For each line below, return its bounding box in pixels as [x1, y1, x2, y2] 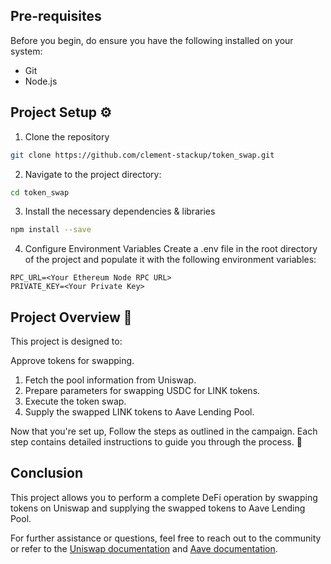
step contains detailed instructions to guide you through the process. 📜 [10, 436, 303, 448]
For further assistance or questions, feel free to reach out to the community [10, 532, 322, 544]
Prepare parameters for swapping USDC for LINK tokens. [24, 385, 261, 397]
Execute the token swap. [24, 395, 127, 408]
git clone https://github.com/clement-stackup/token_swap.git [10, 150, 275, 160]
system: [10, 45, 43, 57]
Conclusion [10, 465, 84, 482]
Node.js [24, 75, 58, 87]
